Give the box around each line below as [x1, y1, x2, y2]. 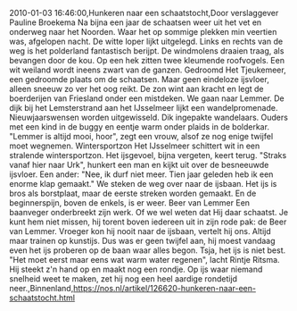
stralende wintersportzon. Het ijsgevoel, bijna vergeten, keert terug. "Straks [9, 150, 287, 160]
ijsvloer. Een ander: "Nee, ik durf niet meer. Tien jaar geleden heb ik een [9, 169, 274, 180]
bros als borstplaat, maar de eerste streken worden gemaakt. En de [9, 188, 257, 198]
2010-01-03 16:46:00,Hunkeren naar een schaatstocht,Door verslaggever [9, 8, 279, 18]
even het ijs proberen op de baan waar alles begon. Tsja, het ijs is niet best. [9, 245, 286, 256]
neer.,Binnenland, [9, 283, 74, 293]
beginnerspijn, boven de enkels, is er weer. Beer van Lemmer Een [9, 198, 251, 208]
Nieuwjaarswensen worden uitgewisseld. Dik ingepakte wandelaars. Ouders [9, 112, 288, 122]
